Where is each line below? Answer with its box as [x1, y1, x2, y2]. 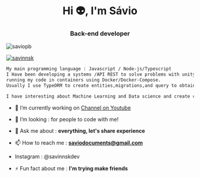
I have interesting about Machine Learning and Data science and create [6, 93, 190, 99]
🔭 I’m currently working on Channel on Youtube [14, 104, 131, 111]
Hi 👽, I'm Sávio [62, 4, 138, 18]
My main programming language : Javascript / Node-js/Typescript [6, 66, 171, 72]
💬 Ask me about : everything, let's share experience [14, 127, 145, 134]
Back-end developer [70, 30, 130, 38]
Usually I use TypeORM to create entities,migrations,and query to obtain [6, 83, 196, 89]
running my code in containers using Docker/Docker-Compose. [6, 77, 161, 83]
